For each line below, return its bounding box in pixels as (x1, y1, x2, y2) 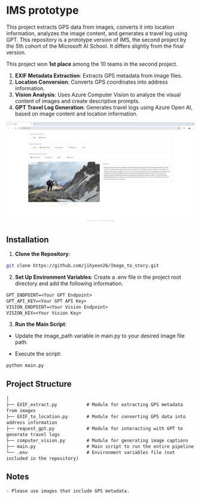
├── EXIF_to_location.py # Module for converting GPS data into (6, 413, 186, 419)
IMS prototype (6, 4, 79, 17)
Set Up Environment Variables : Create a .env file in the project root (14, 273, 181, 281)
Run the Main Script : (14, 321, 67, 328)
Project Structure (6, 379, 72, 389)
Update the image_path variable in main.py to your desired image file (14, 332, 185, 339)
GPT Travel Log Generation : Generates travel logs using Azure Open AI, (14, 103, 193, 111)
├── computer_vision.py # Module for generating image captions (6, 437, 188, 443)
